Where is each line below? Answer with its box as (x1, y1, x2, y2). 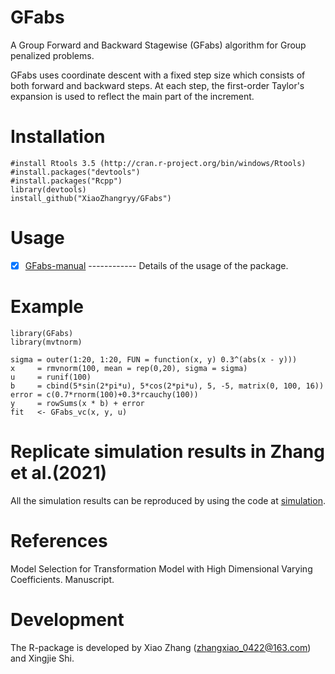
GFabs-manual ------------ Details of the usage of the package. (24, 259, 289, 271)
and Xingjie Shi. (10, 652, 75, 664)
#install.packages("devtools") (10, 167, 141, 177)
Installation (10, 126, 106, 148)
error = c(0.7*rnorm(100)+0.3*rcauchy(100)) (10, 389, 199, 400)
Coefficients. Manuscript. (10, 573, 115, 585)
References (10, 529, 108, 552)
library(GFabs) (10, 328, 74, 338)
